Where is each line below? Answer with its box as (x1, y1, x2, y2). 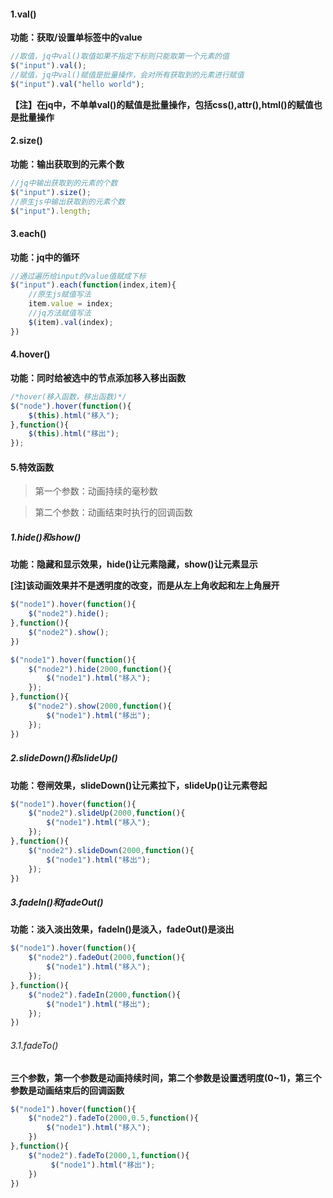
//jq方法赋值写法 (28, 308, 92, 319)
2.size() (10, 135, 43, 147)
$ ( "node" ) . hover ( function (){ (10, 401, 132, 411)
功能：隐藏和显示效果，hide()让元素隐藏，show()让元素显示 (10, 558, 258, 570)
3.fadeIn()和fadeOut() (10, 896, 104, 909)
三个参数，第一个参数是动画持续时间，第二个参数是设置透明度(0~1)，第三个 (10, 1071, 322, 1084)
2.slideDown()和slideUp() (10, 752, 118, 764)
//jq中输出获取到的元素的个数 (10, 178, 118, 188)
